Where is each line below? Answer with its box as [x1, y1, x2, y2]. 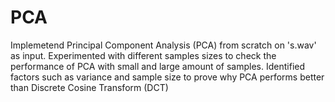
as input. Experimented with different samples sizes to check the [10, 49, 277, 61]
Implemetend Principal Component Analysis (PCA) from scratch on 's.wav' [10, 39, 317, 51]
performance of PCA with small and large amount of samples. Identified [10, 60, 306, 72]
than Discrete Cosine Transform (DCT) [10, 81, 169, 93]
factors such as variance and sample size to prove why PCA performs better [10, 71, 325, 83]
